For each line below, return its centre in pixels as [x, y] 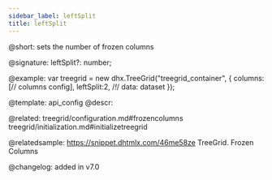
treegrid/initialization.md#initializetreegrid [78, 126]
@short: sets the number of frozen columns [81, 46]
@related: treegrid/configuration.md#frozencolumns [96, 118]
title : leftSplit [38, 24]
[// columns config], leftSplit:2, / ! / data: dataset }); [92, 87]
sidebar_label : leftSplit [52, 16]
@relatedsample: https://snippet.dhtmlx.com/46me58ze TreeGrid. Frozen [131, 142]
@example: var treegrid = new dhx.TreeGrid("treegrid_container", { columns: [136, 78]
